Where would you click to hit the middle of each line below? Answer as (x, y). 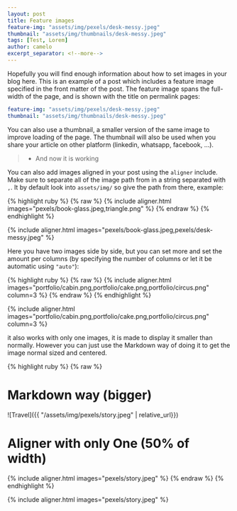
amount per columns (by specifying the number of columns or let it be (110, 258)
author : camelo (30, 47)
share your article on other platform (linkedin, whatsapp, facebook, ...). (111, 144)
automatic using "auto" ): (43, 266)
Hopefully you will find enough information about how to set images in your (117, 73)
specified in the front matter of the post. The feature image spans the (109, 89)
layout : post (27, 14)
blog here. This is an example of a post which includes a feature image (111, 81)
